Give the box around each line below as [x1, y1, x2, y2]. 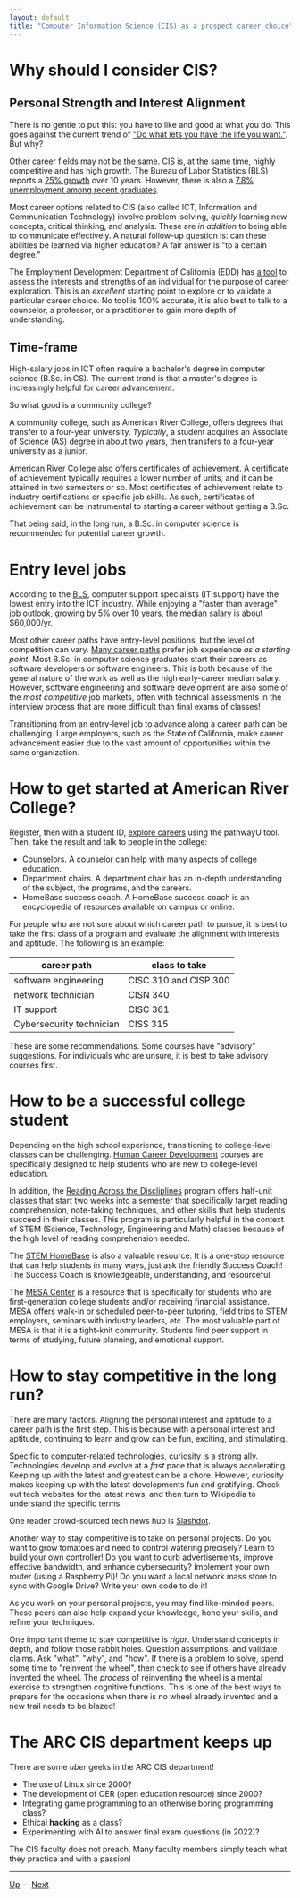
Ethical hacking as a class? [21, 1817, 123, 1827]
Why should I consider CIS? [9, 60, 218, 81]
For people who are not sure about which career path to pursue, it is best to [9, 919, 287, 930]
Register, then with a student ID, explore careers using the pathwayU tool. [9, 827, 280, 838]
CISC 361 [128, 1003, 170, 1016]
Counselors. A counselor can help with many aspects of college [21, 854, 257, 864]
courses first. [9, 1060, 58, 1070]
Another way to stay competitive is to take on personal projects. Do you [9, 1533, 272, 1544]
